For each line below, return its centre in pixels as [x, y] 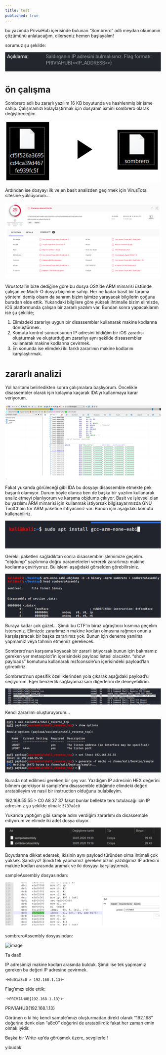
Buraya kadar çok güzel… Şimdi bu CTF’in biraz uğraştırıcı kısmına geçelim [81, 625]
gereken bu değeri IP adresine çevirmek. [46, 970]
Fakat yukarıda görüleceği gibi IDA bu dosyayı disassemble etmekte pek [78, 487]
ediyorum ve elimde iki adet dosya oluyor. [47, 820]
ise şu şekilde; [20, 313]
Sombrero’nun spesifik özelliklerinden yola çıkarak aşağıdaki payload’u [77, 676]
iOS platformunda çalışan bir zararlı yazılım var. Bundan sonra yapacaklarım [82, 308]
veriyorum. [16, 398]
